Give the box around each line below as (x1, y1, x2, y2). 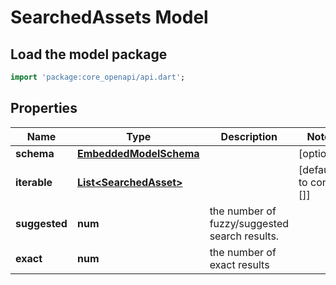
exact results (209, 257, 270, 271)
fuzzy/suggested (209, 216, 290, 230)
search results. (209, 229, 280, 243)
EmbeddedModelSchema (76, 146, 200, 160)
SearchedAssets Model (10, 6, 209, 29)
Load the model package (10, 46, 168, 63)
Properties (10, 100, 78, 117)
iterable (15, 175, 53, 189)
